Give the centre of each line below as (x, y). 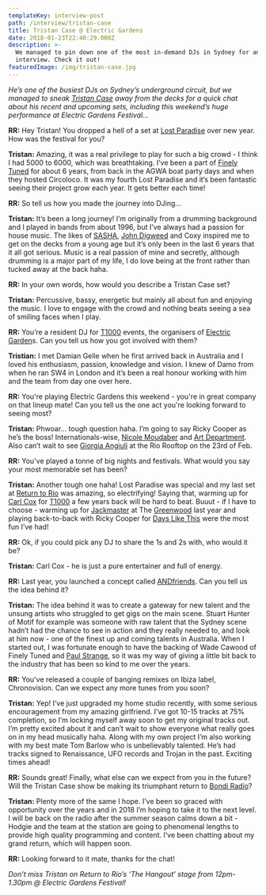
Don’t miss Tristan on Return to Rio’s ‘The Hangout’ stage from (111, 874)
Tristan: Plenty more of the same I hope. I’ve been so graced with (116, 801)
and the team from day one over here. (70, 381)
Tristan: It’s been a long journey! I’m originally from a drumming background (133, 218)
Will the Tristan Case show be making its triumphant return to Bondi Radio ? (130, 786)
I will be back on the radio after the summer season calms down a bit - (123, 818)
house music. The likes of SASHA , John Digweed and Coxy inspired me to (129, 235)
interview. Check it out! (58, 60)
